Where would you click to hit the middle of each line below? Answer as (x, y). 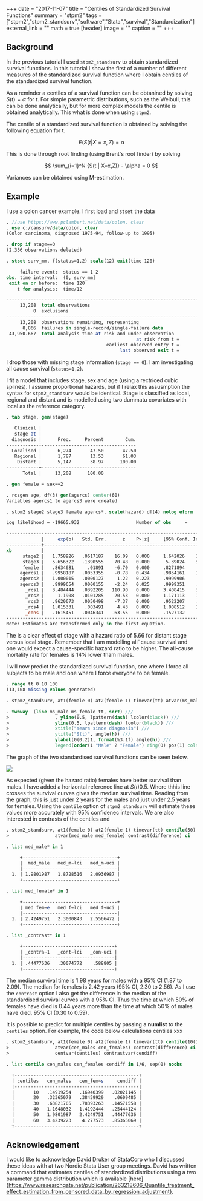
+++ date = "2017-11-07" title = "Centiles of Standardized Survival (88, 9)
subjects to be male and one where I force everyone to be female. (88, 673)
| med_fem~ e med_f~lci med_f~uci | (70, 907)
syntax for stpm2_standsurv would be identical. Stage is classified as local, (98, 393)
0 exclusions (51, 311)
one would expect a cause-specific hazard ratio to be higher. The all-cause (100, 648)
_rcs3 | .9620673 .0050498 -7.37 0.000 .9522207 (105, 601)
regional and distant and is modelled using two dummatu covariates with (96, 400)
